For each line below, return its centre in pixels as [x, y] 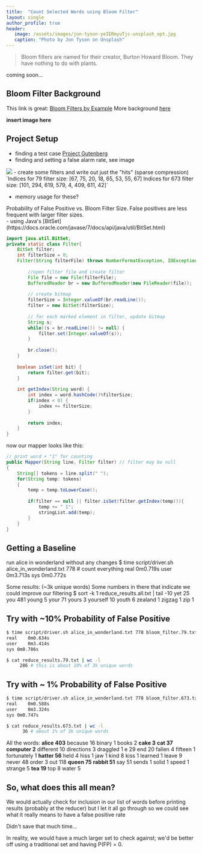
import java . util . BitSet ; [38, 238]
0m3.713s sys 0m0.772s [36, 576]
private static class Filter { [44, 244]
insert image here [29, 120]
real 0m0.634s [28, 638]
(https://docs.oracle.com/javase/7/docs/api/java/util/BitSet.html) [86, 227]
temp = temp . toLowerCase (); [63, 490]
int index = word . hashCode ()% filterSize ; [81, 395]
